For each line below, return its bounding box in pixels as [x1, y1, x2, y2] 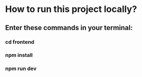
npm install [5, 51, 33, 58]
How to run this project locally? [5, 3, 137, 15]
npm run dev [5, 65, 36, 72]
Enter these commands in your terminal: [5, 23, 133, 32]
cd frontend [5, 38, 34, 45]
